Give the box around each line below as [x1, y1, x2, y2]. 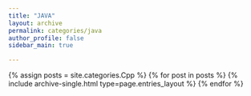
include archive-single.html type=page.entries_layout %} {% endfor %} [8, 79, 244, 89]
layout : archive [8, 19, 63, 27]
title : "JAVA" [8, 11, 56, 20]
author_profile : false [8, 34, 84, 42]
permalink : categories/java [8, 26, 103, 34]
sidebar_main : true [8, 42, 74, 50]
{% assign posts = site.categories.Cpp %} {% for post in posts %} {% [8, 70, 238, 80]
